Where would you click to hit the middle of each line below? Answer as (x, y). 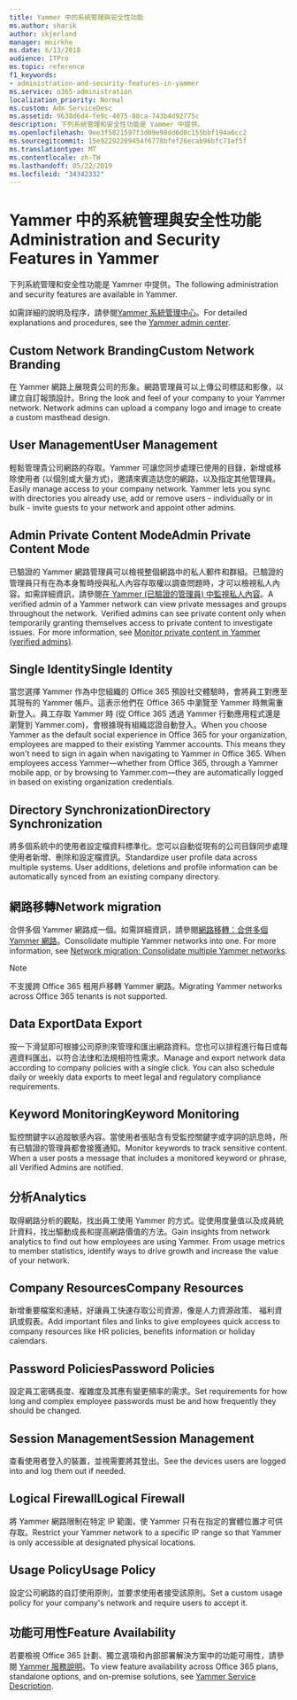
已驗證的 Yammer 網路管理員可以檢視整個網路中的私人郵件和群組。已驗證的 (147, 572)
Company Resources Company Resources (126, 1287)
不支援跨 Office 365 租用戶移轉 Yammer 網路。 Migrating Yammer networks (146, 986)
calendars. (28, 1341)
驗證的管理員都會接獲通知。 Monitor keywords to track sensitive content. (156, 1148)
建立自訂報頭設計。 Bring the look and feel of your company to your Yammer (147, 398)
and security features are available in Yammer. (94, 294)
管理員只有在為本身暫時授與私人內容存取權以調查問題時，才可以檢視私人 (141, 582)
